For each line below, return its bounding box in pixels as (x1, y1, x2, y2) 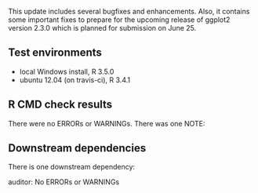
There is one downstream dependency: (8, 162, 136, 172)
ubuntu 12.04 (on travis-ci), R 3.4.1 (19, 75, 131, 85)
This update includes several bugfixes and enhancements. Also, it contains (8, 7, 250, 16)
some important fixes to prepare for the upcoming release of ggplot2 (8, 15, 231, 24)
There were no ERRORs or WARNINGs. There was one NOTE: (8, 118, 205, 128)
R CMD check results (8, 98, 113, 111)
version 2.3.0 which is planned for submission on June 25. (8, 24, 197, 32)
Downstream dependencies (8, 141, 147, 155)
